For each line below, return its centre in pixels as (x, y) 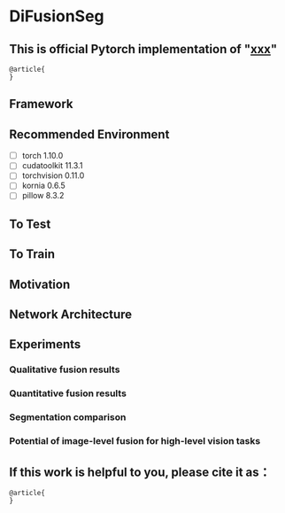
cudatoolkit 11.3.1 (52, 166)
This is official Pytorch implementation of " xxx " (143, 49)
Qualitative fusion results (65, 369)
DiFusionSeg (57, 16)
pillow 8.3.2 (43, 196)
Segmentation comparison (68, 417)
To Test (30, 224)
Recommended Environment (89, 134)
